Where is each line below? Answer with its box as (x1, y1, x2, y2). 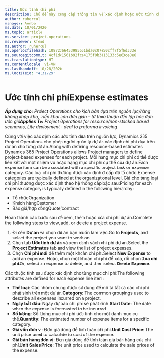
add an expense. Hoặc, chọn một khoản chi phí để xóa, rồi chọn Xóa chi (12, 255, 158, 261)
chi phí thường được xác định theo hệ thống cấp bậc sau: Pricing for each (5, 180, 152, 186)
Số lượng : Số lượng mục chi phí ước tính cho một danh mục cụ (12, 310, 138, 316)
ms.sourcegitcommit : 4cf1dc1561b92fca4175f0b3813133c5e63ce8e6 (5, 52, 137, 58)
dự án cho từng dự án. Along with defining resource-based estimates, (5, 143, 144, 149)
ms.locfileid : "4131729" (5, 71, 56, 76)
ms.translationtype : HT (5, 57, 54, 62)
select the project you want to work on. (12, 235, 91, 240)
